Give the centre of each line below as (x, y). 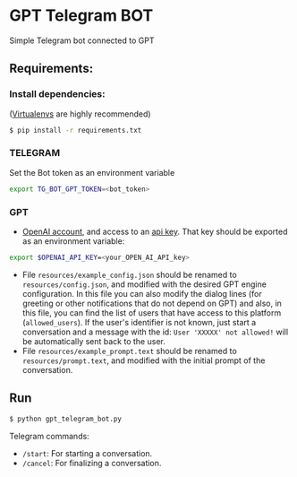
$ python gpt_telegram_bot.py (66, 419)
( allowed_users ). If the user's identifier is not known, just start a (139, 322)
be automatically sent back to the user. (93, 341)
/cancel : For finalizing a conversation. (92, 463)
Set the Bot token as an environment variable (92, 172)
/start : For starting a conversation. (87, 453)
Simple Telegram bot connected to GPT (82, 40)
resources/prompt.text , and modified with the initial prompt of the (144, 360)
